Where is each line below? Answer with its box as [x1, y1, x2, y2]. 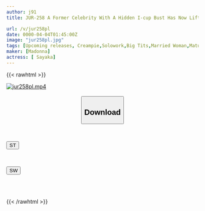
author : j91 [6, 9, 37, 15]
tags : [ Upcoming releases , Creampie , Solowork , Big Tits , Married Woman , [6, 43, 190, 49]
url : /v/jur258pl [6, 26, 51, 32]
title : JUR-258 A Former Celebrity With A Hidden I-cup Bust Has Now [6, 15, 187, 21]
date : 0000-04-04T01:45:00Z [6, 31, 78, 37]
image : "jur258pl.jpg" [6, 37, 64, 43]
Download [84, 108, 121, 117]
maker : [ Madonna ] [6, 48, 51, 55]
